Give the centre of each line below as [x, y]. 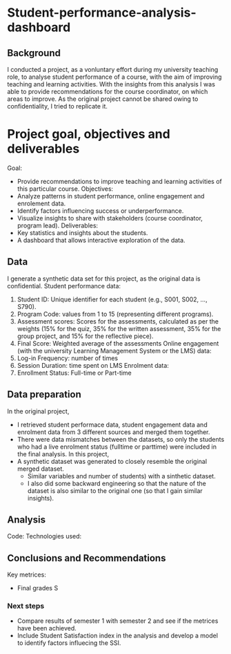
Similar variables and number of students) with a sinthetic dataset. [121, 476]
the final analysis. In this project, [63, 454]
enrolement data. [41, 203]
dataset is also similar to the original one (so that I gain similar [115, 490]
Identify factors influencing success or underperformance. [100, 211]
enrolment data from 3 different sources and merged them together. [113, 432]
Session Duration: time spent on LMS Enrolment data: [93, 365]
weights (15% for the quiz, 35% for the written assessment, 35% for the [119, 328]
